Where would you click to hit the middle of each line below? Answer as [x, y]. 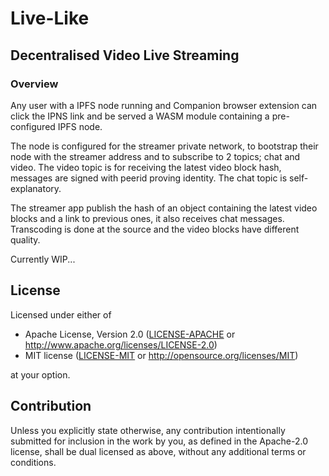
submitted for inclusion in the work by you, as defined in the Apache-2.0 [159, 441]
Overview [34, 84]
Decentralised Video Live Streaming [125, 55]
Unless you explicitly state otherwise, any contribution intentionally [148, 430]
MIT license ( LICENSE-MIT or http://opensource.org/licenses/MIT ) [161, 355]
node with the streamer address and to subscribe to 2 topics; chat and [155, 156]
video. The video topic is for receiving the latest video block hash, [146, 167]
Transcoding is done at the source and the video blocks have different [155, 229]
